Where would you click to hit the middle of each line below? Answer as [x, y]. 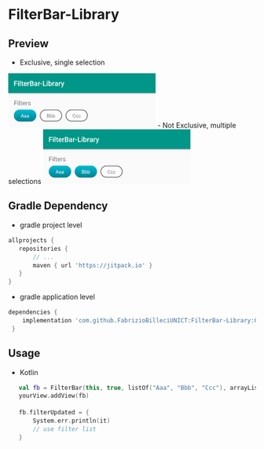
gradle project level [51, 225]
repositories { [43, 248]
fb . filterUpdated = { [54, 413]
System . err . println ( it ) [71, 421]
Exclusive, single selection [62, 62]
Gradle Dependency [58, 206]
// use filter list [64, 429]
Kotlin [29, 372]
